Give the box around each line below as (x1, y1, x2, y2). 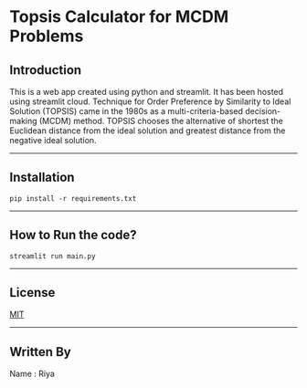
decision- (245, 106, 281, 116)
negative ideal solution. (9, 135, 98, 145)
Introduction (9, 62, 82, 78)
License (9, 285, 56, 300)
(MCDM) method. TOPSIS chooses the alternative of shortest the (38, 116, 283, 126)
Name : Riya (9, 368, 55, 380)
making (9, 116, 38, 126)
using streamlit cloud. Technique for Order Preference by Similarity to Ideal (9, 96, 291, 107)
